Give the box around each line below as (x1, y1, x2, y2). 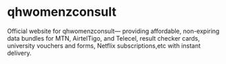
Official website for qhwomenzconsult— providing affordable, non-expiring (7, 27, 220, 35)
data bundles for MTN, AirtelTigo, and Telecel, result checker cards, (7, 34, 201, 42)
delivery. (7, 49, 32, 57)
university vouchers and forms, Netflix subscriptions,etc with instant (7, 41, 201, 50)
